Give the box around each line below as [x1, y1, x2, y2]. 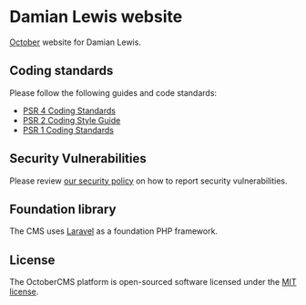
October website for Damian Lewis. [9, 37, 141, 47]
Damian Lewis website [9, 6, 183, 27]
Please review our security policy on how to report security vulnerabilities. [9, 175, 288, 186]
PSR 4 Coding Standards [22, 105, 117, 116]
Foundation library [9, 201, 117, 216]
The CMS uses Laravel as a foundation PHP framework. [9, 226, 219, 237]
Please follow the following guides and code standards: [9, 87, 217, 98]
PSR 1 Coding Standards [22, 124, 114, 135]
